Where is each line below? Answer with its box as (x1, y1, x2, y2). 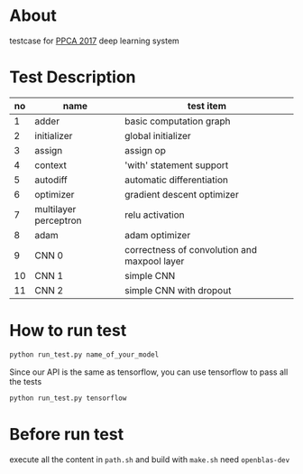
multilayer (34, 202, 77, 215)
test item (187, 99, 227, 112)
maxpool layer (124, 255, 185, 267)
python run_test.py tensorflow (9, 394, 127, 403)
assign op (124, 144, 167, 156)
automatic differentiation (124, 173, 228, 186)
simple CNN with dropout (124, 283, 232, 296)
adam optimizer (124, 228, 191, 241)
